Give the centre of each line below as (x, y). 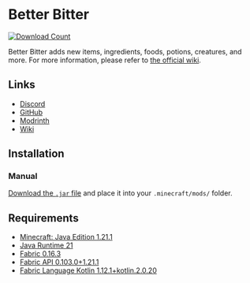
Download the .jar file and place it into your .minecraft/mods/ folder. (120, 193)
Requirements (43, 218)
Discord (32, 103)
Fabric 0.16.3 (40, 254)
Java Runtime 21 (46, 245)
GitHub (31, 112)
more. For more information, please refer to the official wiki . (104, 60)
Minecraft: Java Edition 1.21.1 (66, 237)
